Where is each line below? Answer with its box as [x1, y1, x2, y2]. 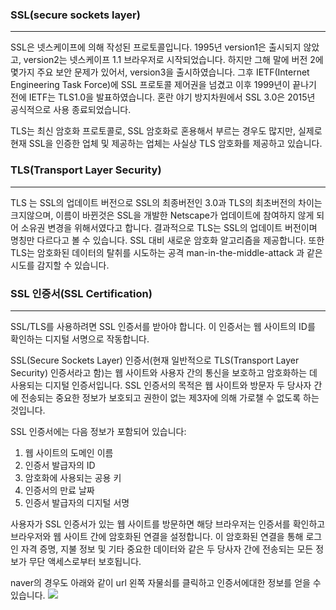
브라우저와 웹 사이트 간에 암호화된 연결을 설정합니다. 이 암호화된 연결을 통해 [10, 530, 304, 542]
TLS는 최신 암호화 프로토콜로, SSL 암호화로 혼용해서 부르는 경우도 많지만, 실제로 [10, 125, 323, 137]
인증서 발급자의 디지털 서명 [24, 496, 130, 508]
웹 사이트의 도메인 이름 [24, 446, 114, 458]
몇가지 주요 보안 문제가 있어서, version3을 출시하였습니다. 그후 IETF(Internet [10, 66, 310, 78]
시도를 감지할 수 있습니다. [10, 259, 110, 271]
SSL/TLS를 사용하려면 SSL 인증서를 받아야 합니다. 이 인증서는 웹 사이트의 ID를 [10, 320, 316, 332]
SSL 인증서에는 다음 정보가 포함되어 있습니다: [10, 425, 187, 437]
